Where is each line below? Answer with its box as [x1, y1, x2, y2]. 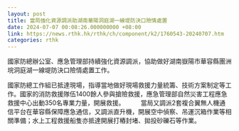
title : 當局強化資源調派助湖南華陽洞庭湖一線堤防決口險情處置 [7, 17, 168, 24]
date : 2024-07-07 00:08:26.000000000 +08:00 [7, 23, 142, 30]
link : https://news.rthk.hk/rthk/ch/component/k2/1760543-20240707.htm [7, 30, 224, 38]
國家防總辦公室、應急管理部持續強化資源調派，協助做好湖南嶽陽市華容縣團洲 [7, 57, 232, 66]
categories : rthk [7, 37, 59, 44]
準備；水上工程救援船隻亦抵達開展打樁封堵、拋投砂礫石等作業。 [13, 116, 201, 125]
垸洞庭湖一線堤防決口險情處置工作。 [7, 66, 114, 74]
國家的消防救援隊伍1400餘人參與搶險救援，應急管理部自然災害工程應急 [19, 90, 228, 98]
